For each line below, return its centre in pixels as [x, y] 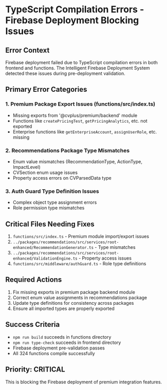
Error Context [27, 50]
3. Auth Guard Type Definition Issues [52, 191]
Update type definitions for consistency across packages [73, 303]
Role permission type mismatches [49, 208]
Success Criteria [33, 325]
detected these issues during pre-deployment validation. [66, 73]
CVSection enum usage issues [45, 172]
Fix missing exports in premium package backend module [74, 292]
